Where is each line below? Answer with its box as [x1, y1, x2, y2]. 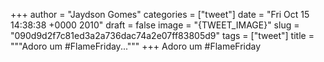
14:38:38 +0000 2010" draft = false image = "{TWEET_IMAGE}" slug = [10, 19, 300, 31]
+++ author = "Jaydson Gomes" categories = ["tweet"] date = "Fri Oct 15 [10, 9, 310, 20]
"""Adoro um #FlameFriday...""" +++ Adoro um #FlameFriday [10, 40, 262, 52]
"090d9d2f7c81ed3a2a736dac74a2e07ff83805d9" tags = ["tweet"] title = [10, 30, 315, 41]
